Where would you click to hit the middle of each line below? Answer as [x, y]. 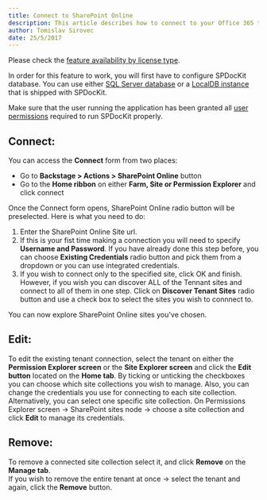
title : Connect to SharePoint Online [71, 15]
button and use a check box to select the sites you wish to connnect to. [137, 299]
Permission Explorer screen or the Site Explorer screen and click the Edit [130, 367]
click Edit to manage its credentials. [67, 417]
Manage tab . [29, 470]
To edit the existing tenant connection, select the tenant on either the [121, 359]
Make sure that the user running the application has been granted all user [128, 108]
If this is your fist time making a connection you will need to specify [130, 240]
